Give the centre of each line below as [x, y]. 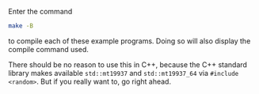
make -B [21, 26]
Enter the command [40, 11]
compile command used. [49, 49]
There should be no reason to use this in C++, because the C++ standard [128, 64]
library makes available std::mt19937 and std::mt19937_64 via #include [124, 73]
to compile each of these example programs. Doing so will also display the [129, 41]
